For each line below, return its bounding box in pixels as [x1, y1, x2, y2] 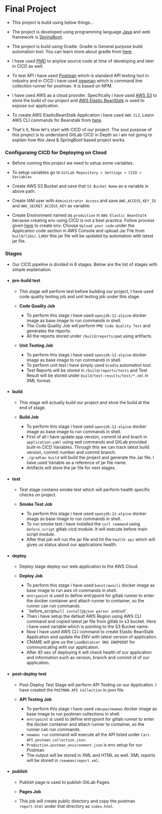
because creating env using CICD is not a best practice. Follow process [12, 218, 155, 223]
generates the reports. [26, 328, 72, 334]
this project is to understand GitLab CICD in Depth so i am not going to [12, 132, 152, 137]
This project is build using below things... [12, 19, 94, 25]
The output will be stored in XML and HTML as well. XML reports [26, 752, 156, 758]
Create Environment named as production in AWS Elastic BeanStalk [12, 212, 147, 218]
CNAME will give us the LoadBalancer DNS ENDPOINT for [26, 639, 135, 645]
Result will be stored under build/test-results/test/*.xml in [26, 373, 149, 378]
